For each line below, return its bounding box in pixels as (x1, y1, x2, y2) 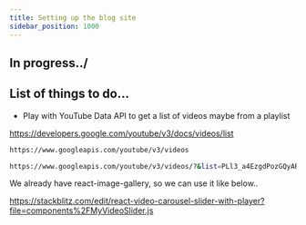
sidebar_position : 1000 (9, 22, 100, 31)
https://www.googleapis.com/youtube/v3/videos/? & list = (9, 161, 222, 171)
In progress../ (9, 55, 88, 71)
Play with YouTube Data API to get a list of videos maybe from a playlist (22, 110, 291, 121)
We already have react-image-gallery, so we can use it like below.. (9, 178, 259, 189)
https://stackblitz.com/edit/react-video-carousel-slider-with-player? (9, 196, 266, 207)
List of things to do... (9, 86, 130, 102)
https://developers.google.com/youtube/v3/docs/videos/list (9, 128, 234, 139)
